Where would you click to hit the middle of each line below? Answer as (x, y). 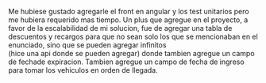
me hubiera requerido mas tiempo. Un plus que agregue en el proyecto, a (128, 20)
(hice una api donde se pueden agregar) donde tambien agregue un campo (132, 53)
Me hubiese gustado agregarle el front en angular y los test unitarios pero (129, 11)
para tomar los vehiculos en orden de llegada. (83, 70)
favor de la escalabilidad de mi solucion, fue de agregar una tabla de (120, 28)
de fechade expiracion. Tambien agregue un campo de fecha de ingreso (126, 62)
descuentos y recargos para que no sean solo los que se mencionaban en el (133, 36)
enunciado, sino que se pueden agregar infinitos (87, 45)
